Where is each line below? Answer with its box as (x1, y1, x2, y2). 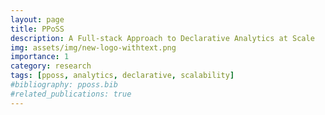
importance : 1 (10, 52, 70, 62)
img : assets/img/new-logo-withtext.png (10, 42, 177, 53)
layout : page (10, 14, 65, 25)
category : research (10, 61, 92, 71)
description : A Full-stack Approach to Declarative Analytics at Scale (10, 33, 315, 43)
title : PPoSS (10, 24, 65, 34)
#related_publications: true (10, 89, 132, 99)
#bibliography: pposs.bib (10, 80, 118, 90)
